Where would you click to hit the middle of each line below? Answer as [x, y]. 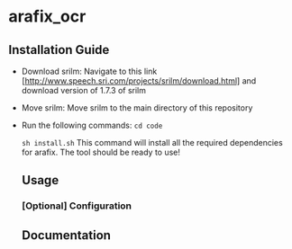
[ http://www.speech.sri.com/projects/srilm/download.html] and [139, 81]
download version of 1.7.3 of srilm [83, 90]
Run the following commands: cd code [92, 125]
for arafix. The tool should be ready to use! [101, 152]
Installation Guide [59, 50]
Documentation [66, 235]
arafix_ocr [47, 17]
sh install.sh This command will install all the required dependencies [152, 142]
